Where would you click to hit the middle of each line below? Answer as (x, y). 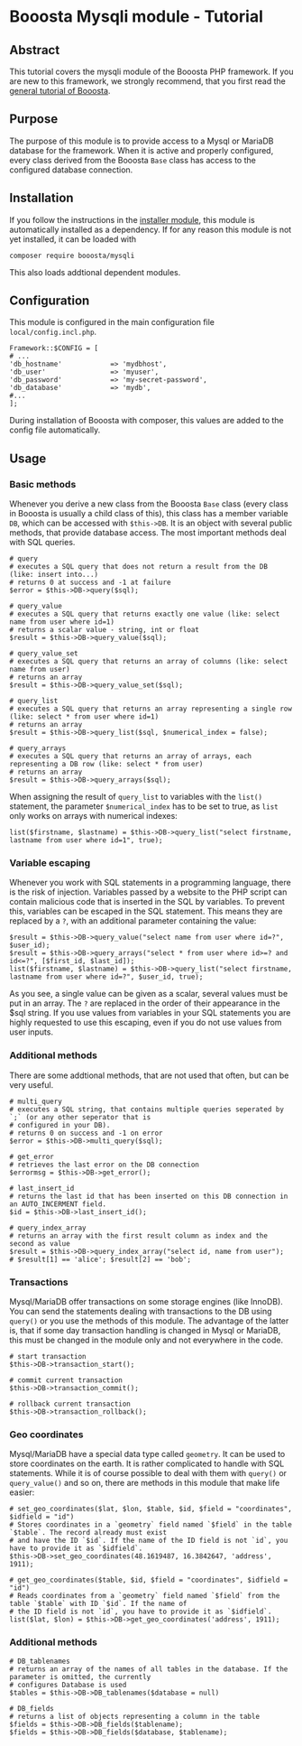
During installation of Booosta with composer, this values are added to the (146, 421)
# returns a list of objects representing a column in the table (134, 1716)
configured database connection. (71, 170)
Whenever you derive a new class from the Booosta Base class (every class (149, 504)
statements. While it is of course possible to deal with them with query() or (148, 1473)
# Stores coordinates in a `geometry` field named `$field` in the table (151, 1525)
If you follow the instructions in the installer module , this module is (132, 219)
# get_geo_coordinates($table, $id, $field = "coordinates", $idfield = (149, 1580)
